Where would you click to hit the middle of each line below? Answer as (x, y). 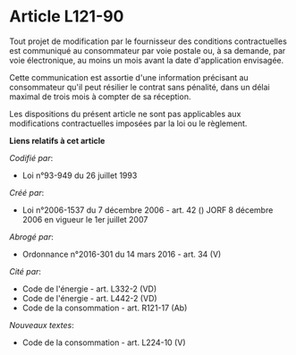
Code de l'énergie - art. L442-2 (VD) (90, 298)
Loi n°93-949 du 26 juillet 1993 (80, 175)
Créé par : (27, 192)
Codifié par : (31, 157)
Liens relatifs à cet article (57, 140)
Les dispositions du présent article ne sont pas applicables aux (125, 114)
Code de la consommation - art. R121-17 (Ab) (105, 308)
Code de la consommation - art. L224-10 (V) (104, 342)
